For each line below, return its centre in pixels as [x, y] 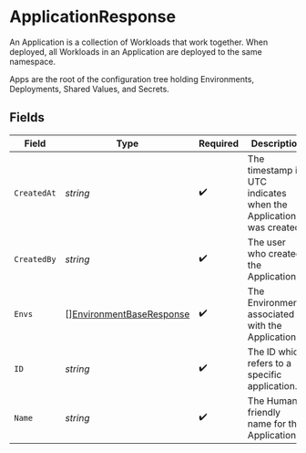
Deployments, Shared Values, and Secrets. [90, 89]
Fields [27, 117]
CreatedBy [35, 259]
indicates [267, 193]
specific [265, 374]
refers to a [269, 363]
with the [265, 325]
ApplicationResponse [92, 17]
